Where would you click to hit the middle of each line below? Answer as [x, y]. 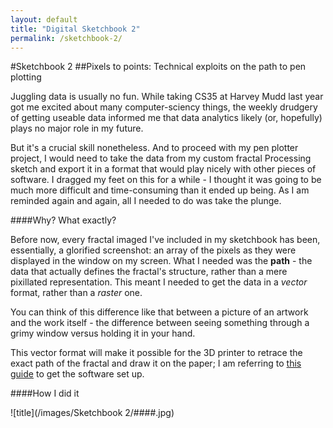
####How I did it [45, 393]
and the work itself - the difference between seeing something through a [160, 323]
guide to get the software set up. [77, 374]
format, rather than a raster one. [76, 293]
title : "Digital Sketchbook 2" [75, 29]
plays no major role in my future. [77, 128]
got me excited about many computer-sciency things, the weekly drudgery [164, 107]
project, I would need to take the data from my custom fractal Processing [161, 158]
